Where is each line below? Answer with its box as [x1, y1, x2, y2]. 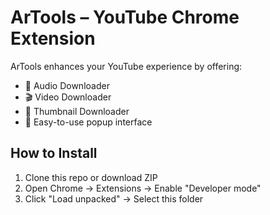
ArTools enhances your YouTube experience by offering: [10, 60, 243, 72]
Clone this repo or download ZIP [24, 171, 158, 183]
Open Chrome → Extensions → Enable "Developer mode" [24, 182, 262, 194]
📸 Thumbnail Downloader [24, 105, 130, 117]
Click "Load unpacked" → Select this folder [24, 192, 204, 205]
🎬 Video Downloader [24, 91, 112, 103]
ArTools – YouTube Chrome [10, 6, 240, 29]
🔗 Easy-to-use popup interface [24, 116, 153, 128]
